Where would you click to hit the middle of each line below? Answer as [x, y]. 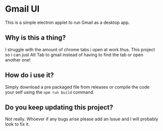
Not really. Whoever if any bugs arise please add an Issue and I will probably [82, 119]
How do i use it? [30, 75]
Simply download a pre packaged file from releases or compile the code [77, 87]
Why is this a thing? [36, 38]
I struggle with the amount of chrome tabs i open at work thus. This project [80, 49]
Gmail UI [22, 9]
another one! [18, 60]
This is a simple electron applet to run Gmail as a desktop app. [67, 22]
